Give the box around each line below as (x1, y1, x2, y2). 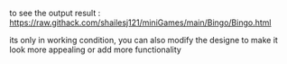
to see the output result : (9, 8, 101, 18)
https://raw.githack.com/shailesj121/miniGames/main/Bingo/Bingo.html (9, 17, 272, 28)
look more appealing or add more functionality (9, 44, 182, 55)
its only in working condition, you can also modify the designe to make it (9, 35, 278, 45)
